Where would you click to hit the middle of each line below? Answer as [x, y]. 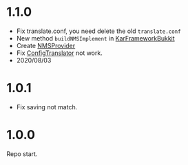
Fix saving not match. [47, 107]
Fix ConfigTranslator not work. [59, 53]
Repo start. [22, 154]
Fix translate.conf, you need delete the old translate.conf [98, 31]
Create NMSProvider [46, 45]
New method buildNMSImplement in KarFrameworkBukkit [95, 38]
